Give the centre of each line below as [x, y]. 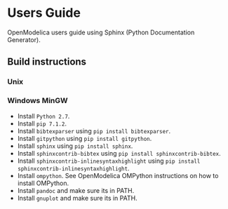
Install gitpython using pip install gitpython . [85, 138]
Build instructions [47, 62]
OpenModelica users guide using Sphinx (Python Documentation [101, 32]
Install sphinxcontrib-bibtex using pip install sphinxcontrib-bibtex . [119, 153]
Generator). [24, 39]
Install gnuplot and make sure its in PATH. [78, 198]
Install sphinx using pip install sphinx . [75, 146]
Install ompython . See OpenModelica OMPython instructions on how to [118, 175]
